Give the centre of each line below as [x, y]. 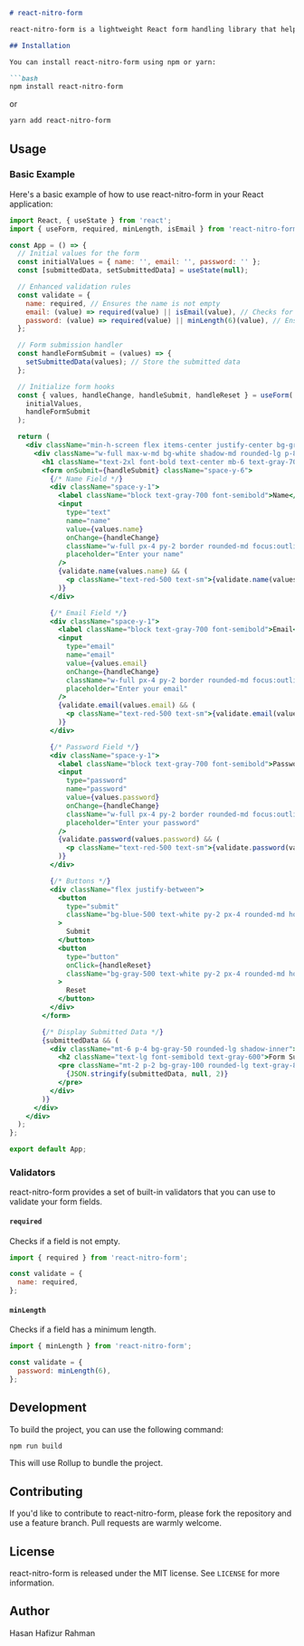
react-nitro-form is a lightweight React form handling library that [143, 29]
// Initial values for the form [79, 253]
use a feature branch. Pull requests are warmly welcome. [115, 1523]
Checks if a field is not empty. [65, 1241]
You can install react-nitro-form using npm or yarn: [113, 62]
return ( [34, 437]
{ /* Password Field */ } [95, 747]
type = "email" [91, 647]
